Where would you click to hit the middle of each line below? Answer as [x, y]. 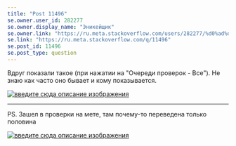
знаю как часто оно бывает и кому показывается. [82, 80]
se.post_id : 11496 [34, 46]
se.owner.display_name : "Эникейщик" [61, 27]
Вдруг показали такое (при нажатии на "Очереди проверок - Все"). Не [114, 73]
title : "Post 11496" [38, 14]
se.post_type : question [42, 53]
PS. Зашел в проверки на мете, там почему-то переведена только [107, 114]
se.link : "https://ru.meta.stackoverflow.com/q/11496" [89, 40]
